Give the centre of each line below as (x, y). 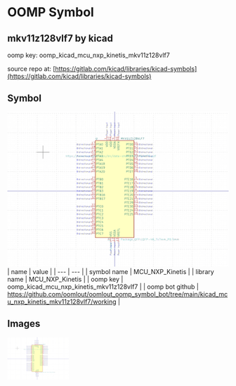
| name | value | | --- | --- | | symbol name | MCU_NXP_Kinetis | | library (111, 271)
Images (24, 324)
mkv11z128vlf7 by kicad (60, 38)
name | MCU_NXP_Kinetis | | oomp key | (65, 279)
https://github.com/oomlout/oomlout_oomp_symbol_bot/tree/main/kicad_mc (118, 294)
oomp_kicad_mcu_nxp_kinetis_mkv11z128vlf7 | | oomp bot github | (103, 287)
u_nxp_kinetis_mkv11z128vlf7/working (62, 301)
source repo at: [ (31, 69)
